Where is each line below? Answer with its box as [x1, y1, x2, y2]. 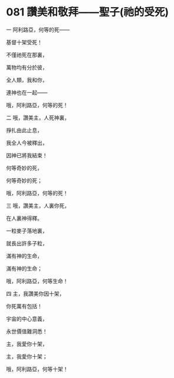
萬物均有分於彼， [6, 63, 48, 71]
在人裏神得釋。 [6, 214, 42, 222]
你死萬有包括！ [6, 302, 42, 309]
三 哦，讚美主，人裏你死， [6, 202, 70, 209]
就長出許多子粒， [6, 240, 48, 247]
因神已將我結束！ [6, 151, 48, 159]
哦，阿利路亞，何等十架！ [6, 365, 68, 373]
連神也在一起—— [6, 89, 48, 96]
